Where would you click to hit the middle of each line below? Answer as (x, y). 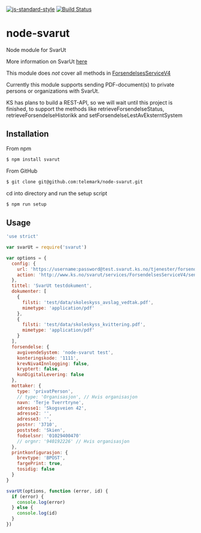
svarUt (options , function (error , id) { (57, 491)
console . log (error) (41, 502)
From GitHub (22, 171)
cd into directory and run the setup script (57, 193)
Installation (28, 134)
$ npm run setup (26, 204)
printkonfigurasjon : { (40, 452)
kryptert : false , (39, 369)
